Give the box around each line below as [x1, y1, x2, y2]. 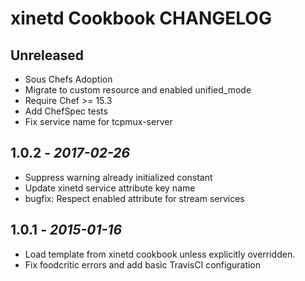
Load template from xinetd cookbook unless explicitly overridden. [24, 248, 296, 260]
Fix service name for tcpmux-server [24, 116, 173, 127]
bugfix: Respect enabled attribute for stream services [24, 192, 245, 204]
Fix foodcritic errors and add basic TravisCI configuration [24, 258, 262, 271]
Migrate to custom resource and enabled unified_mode [24, 84, 252, 96]
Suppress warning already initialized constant [24, 171, 213, 183]
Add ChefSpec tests [24, 105, 108, 117]
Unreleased [10, 47, 85, 64]
